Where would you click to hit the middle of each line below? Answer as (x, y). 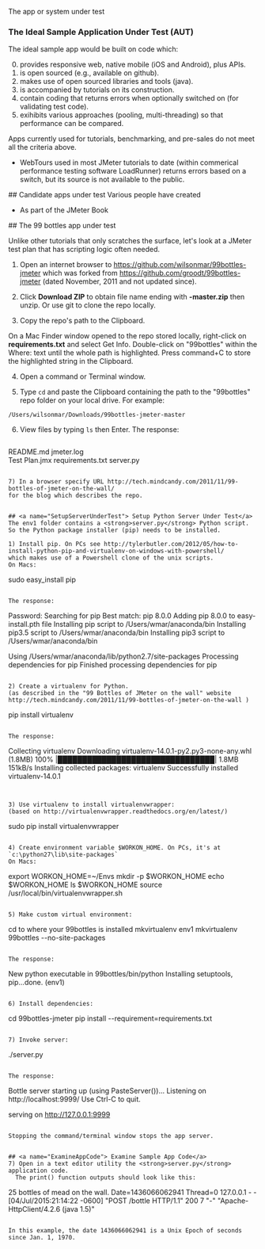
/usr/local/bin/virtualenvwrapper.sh (65, 893)
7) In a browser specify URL (56, 482)
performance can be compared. (72, 124)
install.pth (24, 624)
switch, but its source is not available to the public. (102, 180)
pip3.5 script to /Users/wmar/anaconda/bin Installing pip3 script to (117, 632)
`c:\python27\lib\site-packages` (63, 855)
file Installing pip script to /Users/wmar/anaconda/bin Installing (144, 624)
